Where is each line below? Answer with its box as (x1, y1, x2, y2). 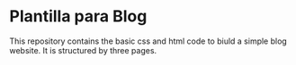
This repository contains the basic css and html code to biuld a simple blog (9, 36, 288, 46)
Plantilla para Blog (9, 6, 148, 27)
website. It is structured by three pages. (9, 45, 157, 55)
